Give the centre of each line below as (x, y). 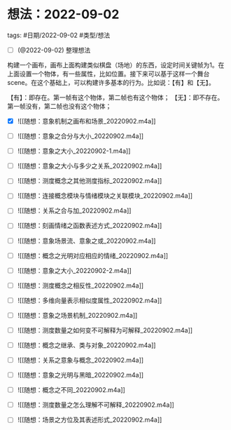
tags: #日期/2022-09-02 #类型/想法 (59, 35)
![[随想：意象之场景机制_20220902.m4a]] (77, 315)
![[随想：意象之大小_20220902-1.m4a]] (74, 151)
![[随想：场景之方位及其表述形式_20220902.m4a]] (90, 420)
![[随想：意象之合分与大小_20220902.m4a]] (80, 136)
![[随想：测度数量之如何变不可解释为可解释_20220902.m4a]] (105, 330)
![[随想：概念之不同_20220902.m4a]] (71, 390)
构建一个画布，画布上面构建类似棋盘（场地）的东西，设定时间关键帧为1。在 (116, 65)
